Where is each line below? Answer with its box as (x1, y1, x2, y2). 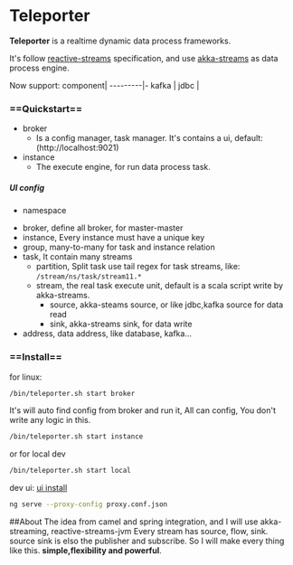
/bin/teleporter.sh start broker (9, 389, 136, 398)
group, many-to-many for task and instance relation (22, 241, 215, 253)
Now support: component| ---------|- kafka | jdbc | (9, 80, 200, 90)
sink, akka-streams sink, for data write (49, 318, 193, 330)
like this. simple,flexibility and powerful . (9, 545, 162, 556)
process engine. (9, 62, 70, 73)
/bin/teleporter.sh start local (9, 466, 131, 476)
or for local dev (9, 448, 66, 459)
